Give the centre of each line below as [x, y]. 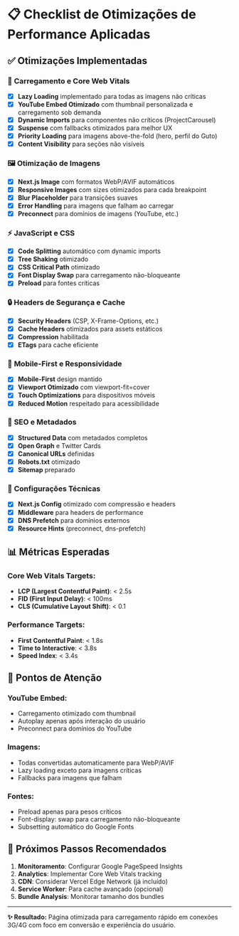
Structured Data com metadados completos [83, 437]
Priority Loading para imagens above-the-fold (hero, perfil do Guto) [117, 136]
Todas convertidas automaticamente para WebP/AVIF [96, 762]
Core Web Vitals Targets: [52, 576]
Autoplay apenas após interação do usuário [81, 721]
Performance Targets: [46, 625]
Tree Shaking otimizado [53, 259]
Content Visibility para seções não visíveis [81, 144]
